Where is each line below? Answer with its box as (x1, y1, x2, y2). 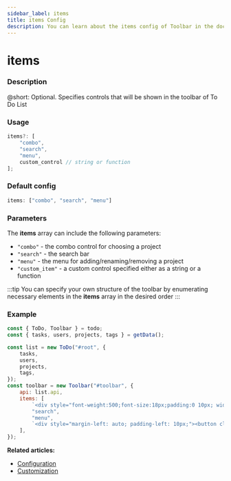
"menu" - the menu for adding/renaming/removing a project (16, 256, 184, 265)
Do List (7, 100, 27, 108)
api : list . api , (19, 389, 63, 396)
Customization (16, 467, 58, 475)
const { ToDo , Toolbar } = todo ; (7, 325, 103, 332)
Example (7, 309, 37, 319)
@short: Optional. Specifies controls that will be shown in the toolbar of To (7, 92, 218, 101)
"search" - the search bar (16, 249, 89, 258)
